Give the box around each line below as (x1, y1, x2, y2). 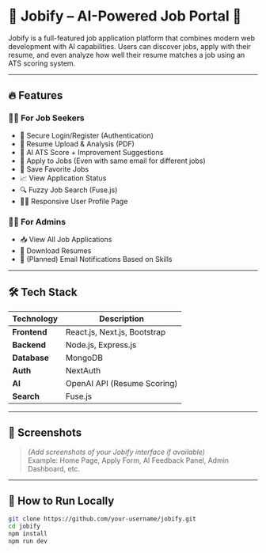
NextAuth (66, 365, 101, 376)
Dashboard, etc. (27, 464, 81, 473)
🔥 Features (8, 89, 63, 102)
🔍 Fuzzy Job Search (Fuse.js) (19, 185, 118, 195)
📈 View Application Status (19, 173, 107, 183)
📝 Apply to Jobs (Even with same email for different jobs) (19, 156, 206, 165)
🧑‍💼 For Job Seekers (8, 112, 85, 123)
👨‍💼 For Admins (8, 216, 66, 227)
